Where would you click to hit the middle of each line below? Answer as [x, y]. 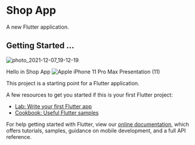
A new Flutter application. [38, 27]
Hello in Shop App [28, 72]
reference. [19, 137]
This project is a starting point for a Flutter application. [73, 83]
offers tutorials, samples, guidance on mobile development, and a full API [96, 130]
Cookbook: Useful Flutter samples [57, 112]
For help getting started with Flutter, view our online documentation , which [98, 124]
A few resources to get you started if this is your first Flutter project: [89, 95]
